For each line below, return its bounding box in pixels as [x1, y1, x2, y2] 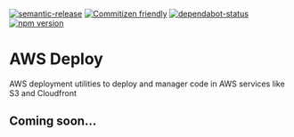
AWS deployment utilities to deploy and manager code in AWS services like [9, 78, 285, 89]
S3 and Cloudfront [9, 87, 78, 98]
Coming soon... [9, 114, 97, 129]
